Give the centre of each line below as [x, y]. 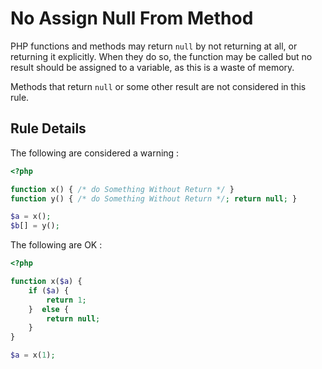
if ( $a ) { [49, 290]
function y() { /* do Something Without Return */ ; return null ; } [154, 198]
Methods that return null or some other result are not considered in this [158, 86]
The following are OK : [56, 245]
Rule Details [48, 128]
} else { [49, 309]
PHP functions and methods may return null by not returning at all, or [154, 46]
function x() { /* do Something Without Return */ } [122, 189]
